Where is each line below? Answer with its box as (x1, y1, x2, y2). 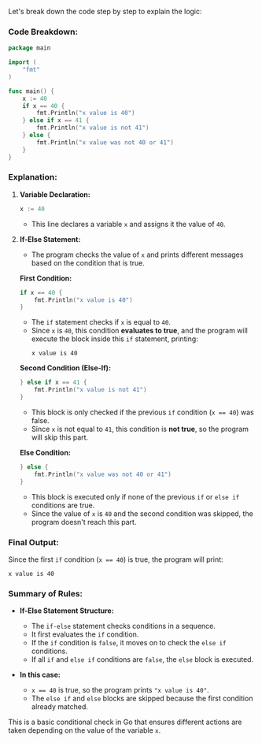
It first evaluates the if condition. (31, 630, 139, 639)
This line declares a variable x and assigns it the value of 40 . (31, 219, 226, 228)
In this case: (19, 670, 61, 680)
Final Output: (8, 537, 59, 548)
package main (8, 44, 51, 52)
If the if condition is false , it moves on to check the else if (31, 638, 227, 648)
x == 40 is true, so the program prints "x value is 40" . (31, 685, 210, 695)
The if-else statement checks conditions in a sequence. (31, 622, 216, 631)
